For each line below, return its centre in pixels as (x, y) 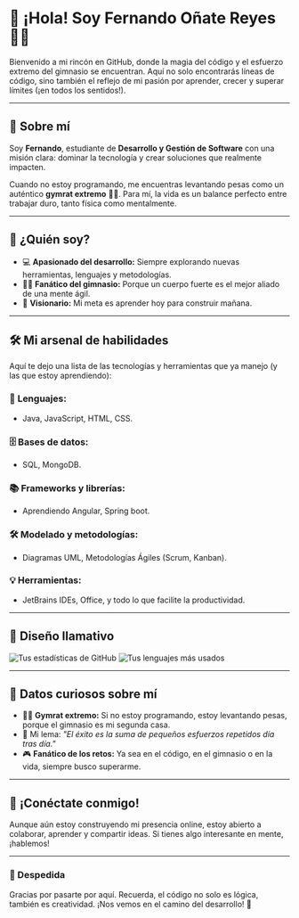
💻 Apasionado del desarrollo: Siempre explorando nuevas (131, 261)
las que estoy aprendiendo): (61, 376)
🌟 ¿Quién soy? (50, 240)
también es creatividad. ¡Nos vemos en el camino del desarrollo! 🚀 (130, 904)
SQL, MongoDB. (52, 464)
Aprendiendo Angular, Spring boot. (86, 511)
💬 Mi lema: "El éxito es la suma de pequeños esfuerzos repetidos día (148, 734)
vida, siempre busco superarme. (81, 766)
